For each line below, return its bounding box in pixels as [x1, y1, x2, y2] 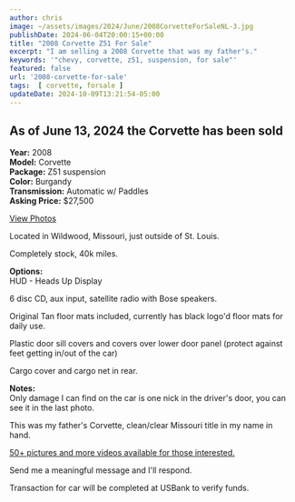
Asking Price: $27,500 [9, 196, 94, 206]
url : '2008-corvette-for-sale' [9, 73, 128, 82]
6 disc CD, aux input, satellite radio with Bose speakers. [9, 293, 218, 305]
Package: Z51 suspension [9, 166, 106, 177]
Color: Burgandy [9, 176, 73, 187]
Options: [9, 266, 44, 277]
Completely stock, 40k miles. [9, 248, 118, 259]
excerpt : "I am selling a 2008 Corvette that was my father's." [9, 47, 258, 56]
